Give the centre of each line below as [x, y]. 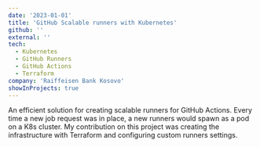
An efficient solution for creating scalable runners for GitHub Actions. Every [130, 110]
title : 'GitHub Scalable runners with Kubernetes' [93, 23]
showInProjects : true [44, 88]
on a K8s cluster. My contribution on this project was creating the [114, 127]
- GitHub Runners [44, 59]
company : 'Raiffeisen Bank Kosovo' [66, 81]
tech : [17, 45]
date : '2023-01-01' [40, 15]
